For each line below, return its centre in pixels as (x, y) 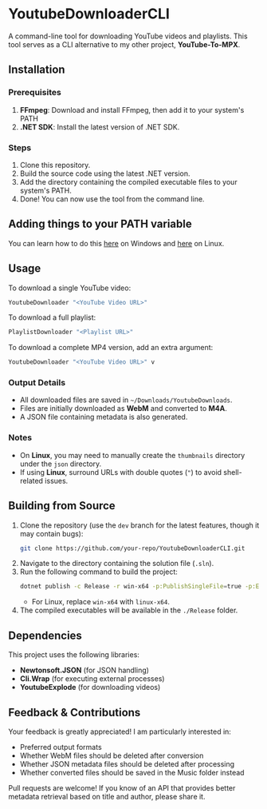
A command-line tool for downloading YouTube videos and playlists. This (128, 36)
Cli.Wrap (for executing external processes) (92, 679)
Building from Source (62, 506)
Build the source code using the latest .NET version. (105, 173)
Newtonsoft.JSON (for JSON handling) (84, 670)
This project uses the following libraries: (74, 655)
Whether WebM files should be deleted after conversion (112, 755)
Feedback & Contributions (75, 712)
